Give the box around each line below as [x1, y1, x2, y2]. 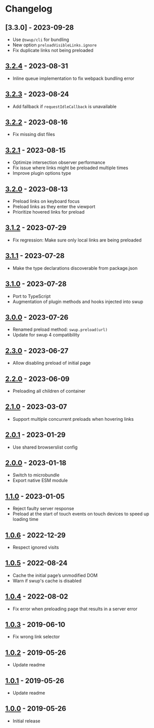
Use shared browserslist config [12, 444, 78, 450]
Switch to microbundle [12, 472, 60, 478]
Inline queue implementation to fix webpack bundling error [12, 75, 135, 81]
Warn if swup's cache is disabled [12, 577, 82, 584]
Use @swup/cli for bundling [12, 36, 69, 42]
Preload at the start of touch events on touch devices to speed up [12, 511, 149, 517]
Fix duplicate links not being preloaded [12, 47, 93, 53]
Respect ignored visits [12, 544, 59, 550]
